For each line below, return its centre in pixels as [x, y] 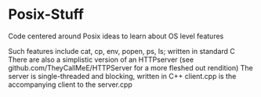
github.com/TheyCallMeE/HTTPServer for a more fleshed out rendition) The [130, 67]
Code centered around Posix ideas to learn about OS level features [116, 36]
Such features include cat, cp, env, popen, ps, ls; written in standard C [121, 51]
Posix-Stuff [46, 14]
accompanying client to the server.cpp [71, 84]
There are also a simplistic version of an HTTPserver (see [101, 59]
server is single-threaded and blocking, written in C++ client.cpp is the [122, 76]
